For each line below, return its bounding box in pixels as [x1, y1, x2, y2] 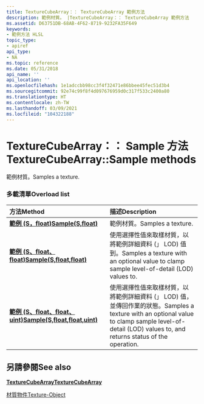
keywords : [6, 26, 32, 32]
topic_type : [6, 37, 36, 43]
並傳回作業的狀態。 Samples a [109, 301, 194, 310]
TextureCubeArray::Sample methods [6, 152, 196, 166]
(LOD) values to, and [126, 324, 186, 333]
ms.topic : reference [6, 60, 59, 66]
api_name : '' [6, 71, 39, 77]
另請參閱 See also [6, 362, 72, 372]
